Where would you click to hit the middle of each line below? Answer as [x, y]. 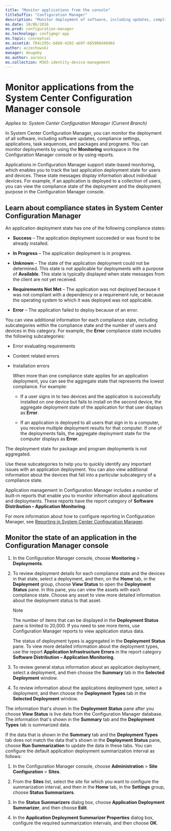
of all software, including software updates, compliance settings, [73, 139]
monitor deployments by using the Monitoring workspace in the [72, 149]
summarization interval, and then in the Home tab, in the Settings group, [89, 787]
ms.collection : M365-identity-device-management [58, 62]
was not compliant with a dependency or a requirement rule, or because [88, 295]
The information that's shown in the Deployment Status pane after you [80, 708]
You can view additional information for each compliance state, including [81, 320]
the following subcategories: [35, 336]
